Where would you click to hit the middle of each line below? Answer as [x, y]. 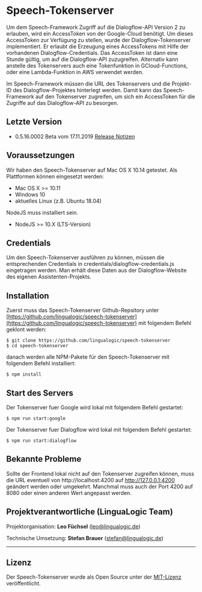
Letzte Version [34, 122]
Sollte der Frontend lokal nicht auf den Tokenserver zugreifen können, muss [100, 473]
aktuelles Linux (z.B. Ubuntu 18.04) [58, 201]
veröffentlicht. [23, 584]
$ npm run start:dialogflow [41, 441]
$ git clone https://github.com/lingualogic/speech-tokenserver [88, 341]
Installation [28, 296]
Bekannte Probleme [44, 459]
